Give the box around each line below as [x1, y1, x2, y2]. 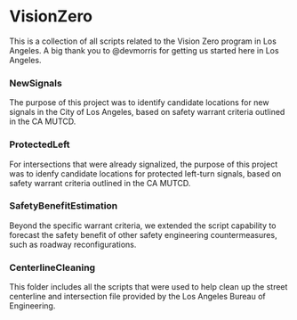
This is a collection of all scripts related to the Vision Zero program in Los [9, 36, 277, 46]
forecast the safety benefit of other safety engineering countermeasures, [9, 229, 277, 240]
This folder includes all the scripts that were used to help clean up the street [9, 282, 288, 292]
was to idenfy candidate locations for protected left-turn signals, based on [9, 168, 282, 179]
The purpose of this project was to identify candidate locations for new [9, 97, 269, 108]
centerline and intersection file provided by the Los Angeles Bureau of [9, 291, 266, 302]
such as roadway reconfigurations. [9, 239, 137, 250]
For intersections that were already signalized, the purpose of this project [9, 159, 278, 169]
